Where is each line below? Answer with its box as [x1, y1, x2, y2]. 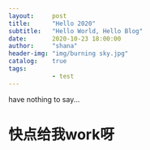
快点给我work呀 [8, 125, 115, 144]
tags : [8, 65, 27, 73]
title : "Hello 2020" [8, 19, 96, 28]
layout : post [8, 11, 67, 20]
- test [51, 72, 75, 80]
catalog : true [8, 58, 67, 66]
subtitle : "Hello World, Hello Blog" [8, 27, 144, 35]
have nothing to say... [8, 94, 80, 104]
